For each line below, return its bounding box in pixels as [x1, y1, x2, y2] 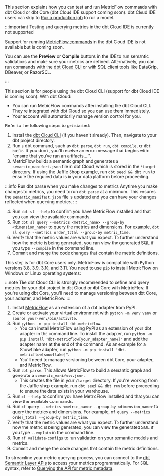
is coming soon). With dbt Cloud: [5, 93, 71, 99]
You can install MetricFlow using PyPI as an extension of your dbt [19, 326, 152, 331]
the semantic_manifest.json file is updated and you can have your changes [5, 194, 157, 200]
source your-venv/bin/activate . [12, 315, 77, 321]
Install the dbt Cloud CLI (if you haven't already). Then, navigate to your [12, 132, 157, 138]
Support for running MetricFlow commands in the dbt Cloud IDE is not [5, 39, 146, 45]
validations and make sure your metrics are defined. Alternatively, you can [5, 59, 155, 64]
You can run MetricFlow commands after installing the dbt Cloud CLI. [12, 103, 152, 108]
